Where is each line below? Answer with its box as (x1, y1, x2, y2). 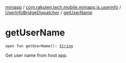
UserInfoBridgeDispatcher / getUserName (5, 9, 93, 15)
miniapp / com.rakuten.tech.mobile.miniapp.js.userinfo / (5, 4, 121, 10)
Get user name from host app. (5, 52, 68, 58)
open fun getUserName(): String (5, 43, 73, 48)
